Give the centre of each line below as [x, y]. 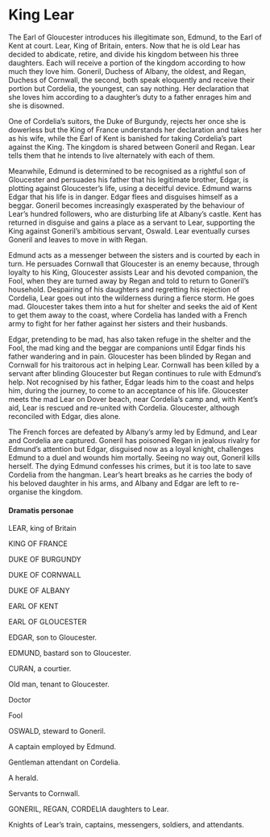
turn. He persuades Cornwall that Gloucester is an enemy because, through [134, 263]
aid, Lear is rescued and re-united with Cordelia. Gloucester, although [124, 408]
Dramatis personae [41, 510]
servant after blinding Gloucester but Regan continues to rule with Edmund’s [135, 373]
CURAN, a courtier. [40, 669]
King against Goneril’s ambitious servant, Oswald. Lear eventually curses [129, 230]
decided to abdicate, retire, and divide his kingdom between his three [124, 54]
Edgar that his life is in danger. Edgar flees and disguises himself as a [123, 197]
